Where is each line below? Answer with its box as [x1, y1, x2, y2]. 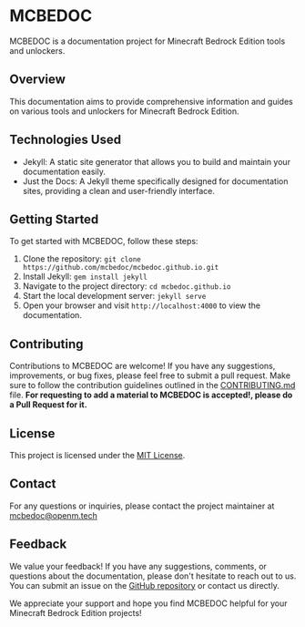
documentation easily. [22, 166, 107, 177]
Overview [9, 72, 66, 87]
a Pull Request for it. [9, 399, 88, 410]
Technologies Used [9, 132, 121, 148]
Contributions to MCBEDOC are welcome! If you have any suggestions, [9, 361, 276, 372]
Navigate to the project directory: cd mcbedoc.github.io [22, 281, 231, 292]
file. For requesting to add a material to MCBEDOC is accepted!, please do [9, 389, 293, 401]
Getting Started [9, 211, 99, 227]
